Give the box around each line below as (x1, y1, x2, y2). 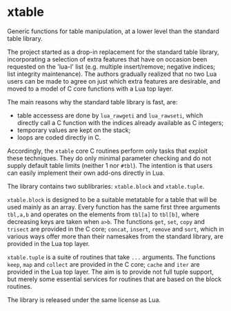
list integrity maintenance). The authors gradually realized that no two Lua (7, 70, 217, 78)
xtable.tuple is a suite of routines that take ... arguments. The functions (7, 253, 216, 261)
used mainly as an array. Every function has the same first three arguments (7, 202, 221, 211)
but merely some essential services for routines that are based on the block (7, 274, 222, 283)
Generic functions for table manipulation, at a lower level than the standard (7, 27, 219, 35)
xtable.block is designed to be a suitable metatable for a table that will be (7, 195, 217, 204)
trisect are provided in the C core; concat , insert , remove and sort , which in (7, 225, 224, 233)
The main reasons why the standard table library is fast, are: (7, 97, 178, 106)
